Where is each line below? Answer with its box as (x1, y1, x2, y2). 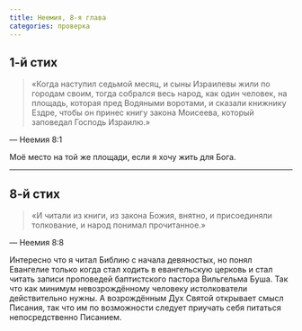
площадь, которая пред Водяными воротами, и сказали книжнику (31, 98, 287, 109)
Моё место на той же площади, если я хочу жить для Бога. (9, 152, 236, 163)
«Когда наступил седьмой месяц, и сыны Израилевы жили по (31, 78, 271, 90)
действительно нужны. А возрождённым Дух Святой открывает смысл (9, 293, 285, 304)
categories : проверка (9, 22, 91, 31)
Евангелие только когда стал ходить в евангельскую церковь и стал (9, 264, 273, 275)
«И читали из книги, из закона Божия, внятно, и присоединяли (31, 210, 272, 221)
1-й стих (9, 55, 58, 70)
